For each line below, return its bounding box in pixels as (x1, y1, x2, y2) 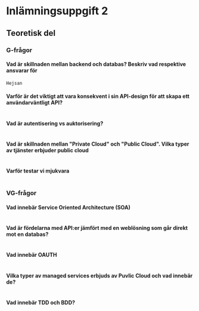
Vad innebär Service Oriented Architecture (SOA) (6, 204, 131, 211)
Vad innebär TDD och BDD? (6, 298, 76, 306)
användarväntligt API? (6, 99, 63, 106)
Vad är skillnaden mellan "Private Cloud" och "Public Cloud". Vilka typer (6, 140, 189, 147)
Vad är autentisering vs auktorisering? (6, 119, 104, 127)
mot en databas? (6, 231, 49, 238)
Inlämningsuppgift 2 (6, 4, 108, 18)
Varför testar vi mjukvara (6, 167, 70, 174)
